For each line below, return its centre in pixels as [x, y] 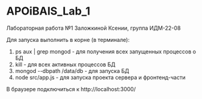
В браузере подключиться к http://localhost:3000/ [71, 89]
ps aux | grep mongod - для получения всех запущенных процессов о [106, 51]
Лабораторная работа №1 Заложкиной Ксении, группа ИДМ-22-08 [94, 28]
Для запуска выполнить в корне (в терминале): [68, 39]
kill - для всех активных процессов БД [65, 64]
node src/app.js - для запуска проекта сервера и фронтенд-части [100, 77]
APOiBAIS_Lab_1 [48, 11]
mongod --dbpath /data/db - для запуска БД [72, 70]
